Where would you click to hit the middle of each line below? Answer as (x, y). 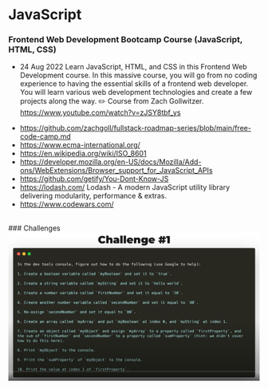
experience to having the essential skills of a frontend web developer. (134, 84)
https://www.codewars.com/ (67, 204)
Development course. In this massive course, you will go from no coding (138, 75)
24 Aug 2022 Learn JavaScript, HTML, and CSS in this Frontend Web (133, 67)
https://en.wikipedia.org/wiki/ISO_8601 (83, 154)
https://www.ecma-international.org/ (80, 145)
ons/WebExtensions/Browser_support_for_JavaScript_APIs (116, 171)
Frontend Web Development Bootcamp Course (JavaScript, (126, 40)
